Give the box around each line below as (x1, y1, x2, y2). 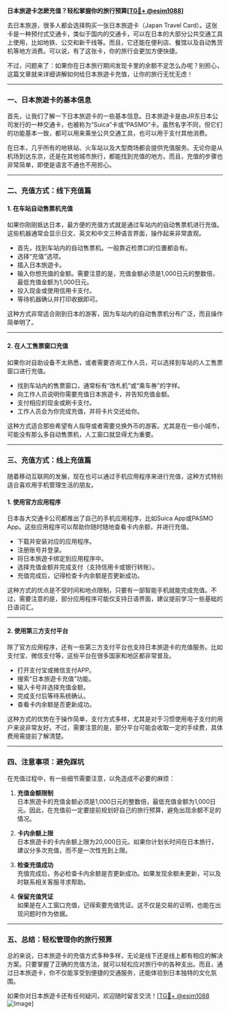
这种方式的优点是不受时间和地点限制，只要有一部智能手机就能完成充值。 (7, 586, 211, 594)
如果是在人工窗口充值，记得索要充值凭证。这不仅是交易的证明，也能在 (16, 900, 216, 909)
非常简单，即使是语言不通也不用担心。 (7, 161, 115, 169)
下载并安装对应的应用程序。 (16, 537, 96, 546)
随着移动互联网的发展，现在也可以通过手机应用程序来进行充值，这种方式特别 (7, 472, 223, 480)
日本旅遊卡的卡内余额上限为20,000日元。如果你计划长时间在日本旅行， (16, 837, 218, 846)
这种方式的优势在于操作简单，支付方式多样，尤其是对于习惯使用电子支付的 (7, 715, 217, 723)
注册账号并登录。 (16, 546, 66, 554)
